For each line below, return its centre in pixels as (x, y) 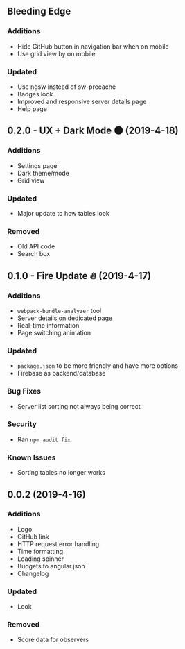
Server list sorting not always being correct (79, 406)
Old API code (36, 246)
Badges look (35, 94)
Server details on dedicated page (65, 318)
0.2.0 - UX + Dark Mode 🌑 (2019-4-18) (93, 131)
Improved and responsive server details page (82, 101)
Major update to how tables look (63, 213)
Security (22, 424)
